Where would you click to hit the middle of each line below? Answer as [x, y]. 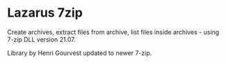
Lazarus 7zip [45, 13]
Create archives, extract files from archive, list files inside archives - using [113, 32]
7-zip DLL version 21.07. [41, 39]
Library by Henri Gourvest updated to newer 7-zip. [80, 53]
